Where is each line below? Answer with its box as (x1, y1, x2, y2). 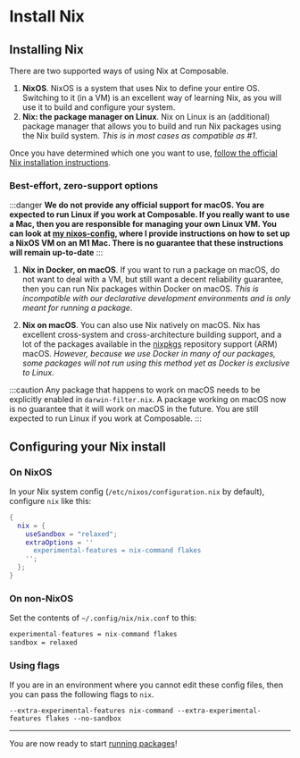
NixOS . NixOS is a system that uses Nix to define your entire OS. (21, 83, 261, 93)
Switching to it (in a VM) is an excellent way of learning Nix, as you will (21, 92, 282, 103)
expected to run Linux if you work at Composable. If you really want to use (9, 209, 290, 220)
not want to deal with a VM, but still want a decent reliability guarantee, (21, 274, 284, 285)
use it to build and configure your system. (21, 102, 176, 113)
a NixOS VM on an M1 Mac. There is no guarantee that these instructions (9, 238, 284, 248)
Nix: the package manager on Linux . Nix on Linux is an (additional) (21, 112, 271, 122)
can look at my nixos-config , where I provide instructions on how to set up (9, 228, 290, 239)
